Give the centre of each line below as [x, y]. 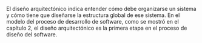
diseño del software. [32, 35]
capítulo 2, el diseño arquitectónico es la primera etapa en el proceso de [97, 28]
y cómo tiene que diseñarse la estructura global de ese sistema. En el [93, 15]
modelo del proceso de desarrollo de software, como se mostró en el [93, 21]
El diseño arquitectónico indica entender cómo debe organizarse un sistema [101, 9]
